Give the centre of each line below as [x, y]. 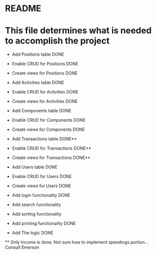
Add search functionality [36, 205]
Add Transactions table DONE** [44, 139]
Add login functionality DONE [41, 195]
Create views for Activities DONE [45, 101]
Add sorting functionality [37, 214]
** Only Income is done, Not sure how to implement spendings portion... [77, 242]
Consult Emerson [22, 247]
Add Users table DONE [35, 167]
